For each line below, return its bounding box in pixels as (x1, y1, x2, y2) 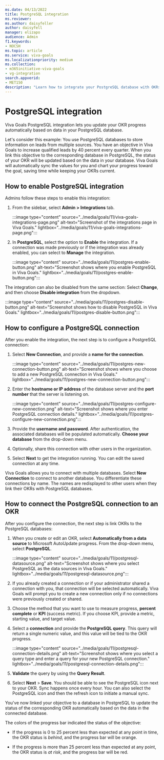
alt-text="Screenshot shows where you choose (61, 366, 157, 372)
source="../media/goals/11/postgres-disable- (54, 299, 144, 305)
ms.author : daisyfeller (5, 21, 54, 26)
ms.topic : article (5, 48, 42, 53)
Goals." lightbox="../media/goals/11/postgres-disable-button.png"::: (5, 309, 141, 315)
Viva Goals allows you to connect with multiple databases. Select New (5, 470, 146, 476)
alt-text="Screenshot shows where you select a (62, 650, 158, 656)
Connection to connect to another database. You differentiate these (5, 475, 142, 481)
